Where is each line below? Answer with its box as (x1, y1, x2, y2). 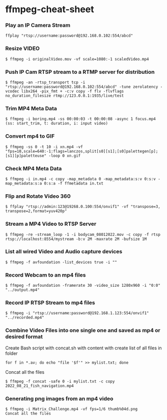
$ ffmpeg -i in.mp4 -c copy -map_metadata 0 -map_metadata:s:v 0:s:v (5, 176, 156, 182)
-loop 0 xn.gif (48, 153, 81, 158)
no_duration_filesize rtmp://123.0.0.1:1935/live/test (5, 93, 124, 99)
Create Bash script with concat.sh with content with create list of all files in (5, 345, 162, 351)
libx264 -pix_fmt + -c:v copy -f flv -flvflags (21, 89, 124, 94)
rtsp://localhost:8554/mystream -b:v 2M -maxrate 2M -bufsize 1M (5, 236, 147, 242)
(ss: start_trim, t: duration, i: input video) (5, 121, 108, 126)
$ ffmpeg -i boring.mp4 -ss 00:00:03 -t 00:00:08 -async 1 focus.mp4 (5, 116, 156, 122)
